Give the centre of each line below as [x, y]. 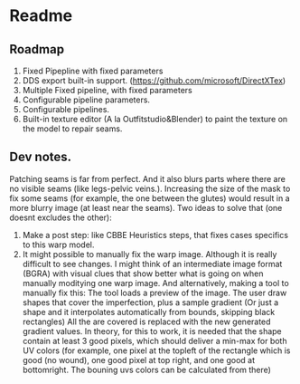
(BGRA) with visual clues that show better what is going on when [143, 274]
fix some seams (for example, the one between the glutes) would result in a [150, 198]
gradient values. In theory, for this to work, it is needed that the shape [152, 331]
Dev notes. [41, 157]
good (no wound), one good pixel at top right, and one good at [139, 360]
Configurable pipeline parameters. [86, 100]
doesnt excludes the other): [61, 217]
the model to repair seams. [72, 129]
